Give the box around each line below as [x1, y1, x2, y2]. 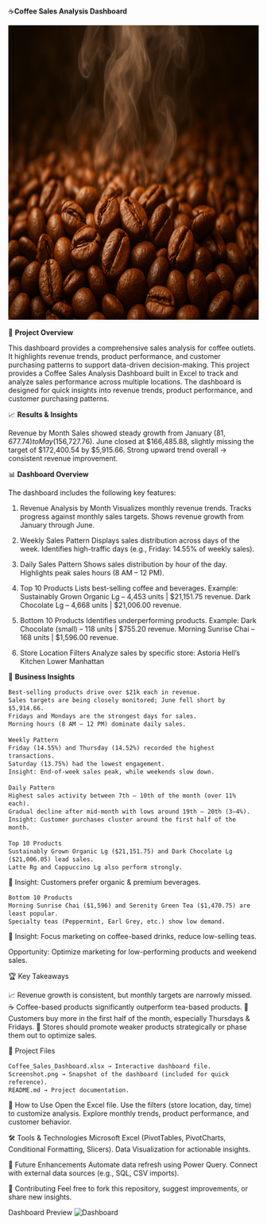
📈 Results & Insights [8, 410, 78, 419]
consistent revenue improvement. [8, 454, 118, 463]
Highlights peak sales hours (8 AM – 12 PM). [19, 568, 164, 577]
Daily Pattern [8, 784, 56, 792]
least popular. [8, 910, 59, 918]
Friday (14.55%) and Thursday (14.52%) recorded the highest [8, 744, 215, 752]
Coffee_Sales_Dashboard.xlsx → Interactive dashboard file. [8, 1062, 212, 1070]
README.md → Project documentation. [8, 1086, 130, 1094]
